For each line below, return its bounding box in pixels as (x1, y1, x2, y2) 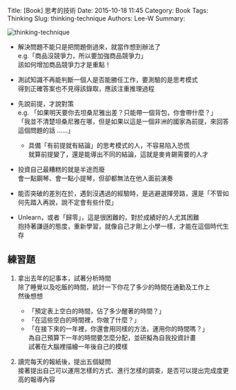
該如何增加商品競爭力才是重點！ (17, 60, 111, 69)
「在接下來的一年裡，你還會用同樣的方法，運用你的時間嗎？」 (28, 324, 209, 332)
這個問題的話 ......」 (17, 126, 74, 134)
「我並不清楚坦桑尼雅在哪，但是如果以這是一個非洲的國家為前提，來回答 (17, 117, 229, 126)
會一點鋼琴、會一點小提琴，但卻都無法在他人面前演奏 (17, 174, 174, 183)
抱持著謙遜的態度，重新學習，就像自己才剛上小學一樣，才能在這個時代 (17, 222, 223, 230)
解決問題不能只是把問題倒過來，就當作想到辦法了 (17, 43, 161, 51)
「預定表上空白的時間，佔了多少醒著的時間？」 (28, 306, 165, 315)
